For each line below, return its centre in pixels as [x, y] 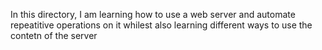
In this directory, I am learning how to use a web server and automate [153, 14]
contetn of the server [54, 35]
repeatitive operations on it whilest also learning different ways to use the [161, 25]
